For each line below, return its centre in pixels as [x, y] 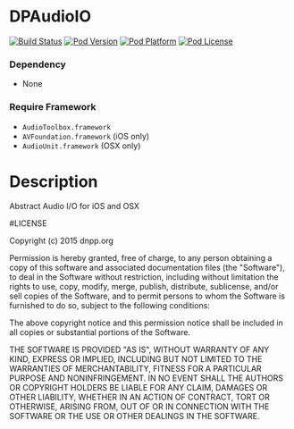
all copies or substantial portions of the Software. [100, 332]
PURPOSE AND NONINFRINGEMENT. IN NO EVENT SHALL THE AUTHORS [147, 378]
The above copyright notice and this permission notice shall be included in [146, 323]
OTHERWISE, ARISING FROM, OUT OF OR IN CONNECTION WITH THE [139, 407]
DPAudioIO [50, 17]
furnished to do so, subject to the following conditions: [109, 306]
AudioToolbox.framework [67, 127]
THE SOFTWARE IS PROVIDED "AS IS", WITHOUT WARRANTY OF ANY [139, 349]
